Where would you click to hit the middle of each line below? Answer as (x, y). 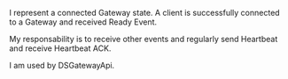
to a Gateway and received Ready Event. (83, 22)
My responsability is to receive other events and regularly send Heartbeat (144, 39)
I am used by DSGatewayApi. (62, 65)
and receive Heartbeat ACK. (60, 48)
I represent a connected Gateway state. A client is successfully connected (145, 13)
